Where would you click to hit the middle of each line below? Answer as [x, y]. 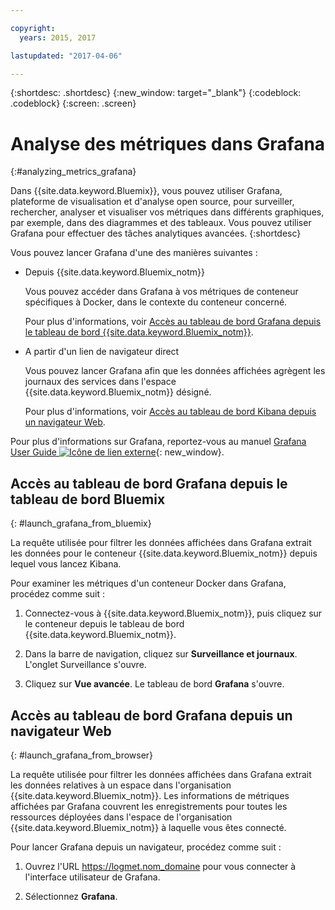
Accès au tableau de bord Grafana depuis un [151, 715]
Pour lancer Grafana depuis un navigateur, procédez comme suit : [146, 847]
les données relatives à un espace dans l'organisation [121, 785]
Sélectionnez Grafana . [71, 896]
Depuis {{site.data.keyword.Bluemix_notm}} [114, 272]
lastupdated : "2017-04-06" [66, 56]
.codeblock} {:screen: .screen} [73, 103]
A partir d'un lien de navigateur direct [102, 352]
